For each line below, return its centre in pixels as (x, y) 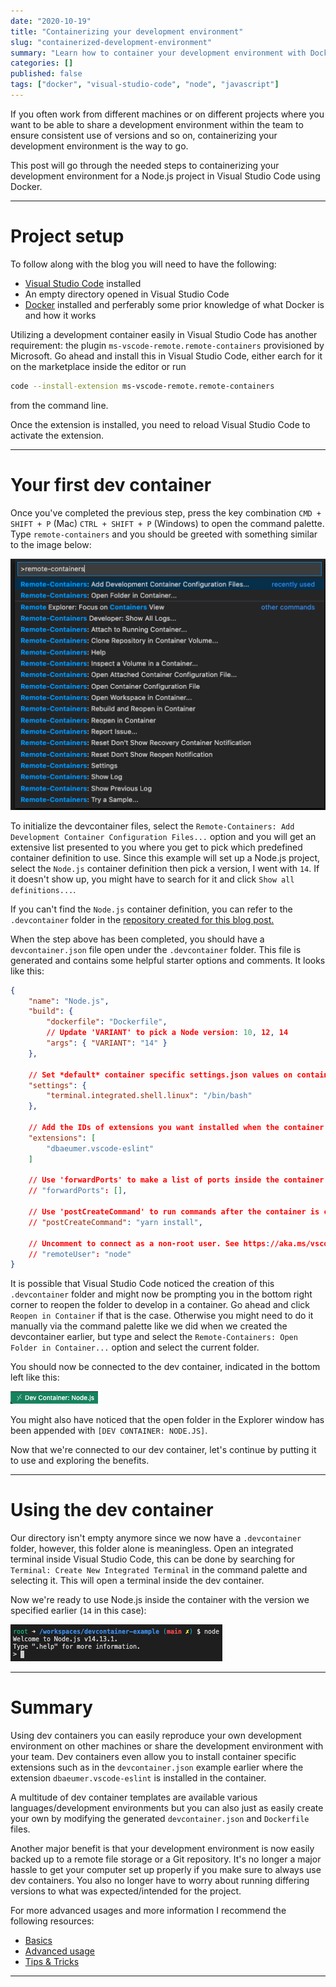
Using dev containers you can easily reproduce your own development (156, 1736)
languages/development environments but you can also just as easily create (167, 1808)
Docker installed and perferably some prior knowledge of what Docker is (174, 304)
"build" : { (51, 1011)
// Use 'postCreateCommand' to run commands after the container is (174, 1212)
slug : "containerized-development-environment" (111, 42)
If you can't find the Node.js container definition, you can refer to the (151, 909)
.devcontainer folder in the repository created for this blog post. (142, 919)
